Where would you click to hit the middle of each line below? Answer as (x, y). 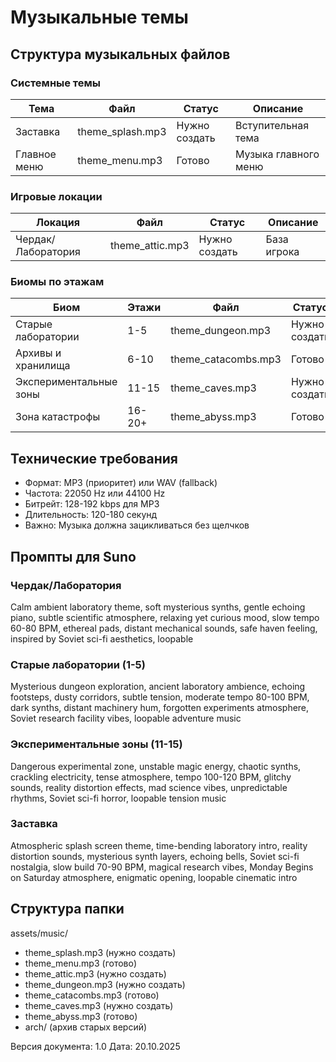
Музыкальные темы (99, 17)
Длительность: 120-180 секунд (91, 515)
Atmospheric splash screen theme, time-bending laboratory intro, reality (159, 845)
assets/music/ (39, 933)
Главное (36, 154)
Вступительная (272, 125)
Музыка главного (277, 154)
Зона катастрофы (58, 417)
